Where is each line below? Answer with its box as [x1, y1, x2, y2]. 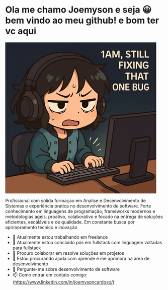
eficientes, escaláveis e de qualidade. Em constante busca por [5, 219, 135, 225]
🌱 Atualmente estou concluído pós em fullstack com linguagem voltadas [12, 239, 162, 245]
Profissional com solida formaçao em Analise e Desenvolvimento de [5, 197, 146, 203]
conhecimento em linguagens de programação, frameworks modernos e [5, 208, 155, 214]
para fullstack [12, 245, 41, 251]
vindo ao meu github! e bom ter [26, 15, 159, 26]
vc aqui [5, 26, 37, 37]
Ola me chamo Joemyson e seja [5, 4, 141, 16]
